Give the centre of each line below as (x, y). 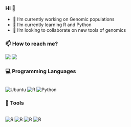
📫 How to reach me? (32, 44)
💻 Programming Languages (41, 71)
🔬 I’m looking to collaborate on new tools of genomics (69, 30)
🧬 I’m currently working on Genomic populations (63, 19)
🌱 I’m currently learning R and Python (52, 25)
